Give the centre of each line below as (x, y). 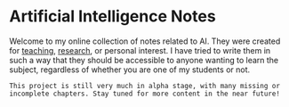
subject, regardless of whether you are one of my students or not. (130, 70)
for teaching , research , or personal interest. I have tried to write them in (140, 50)
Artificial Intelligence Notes (112, 16)
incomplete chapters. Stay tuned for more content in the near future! (144, 94)
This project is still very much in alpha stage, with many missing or (144, 86)
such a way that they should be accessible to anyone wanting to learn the (144, 60)
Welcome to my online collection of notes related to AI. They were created (145, 41)
